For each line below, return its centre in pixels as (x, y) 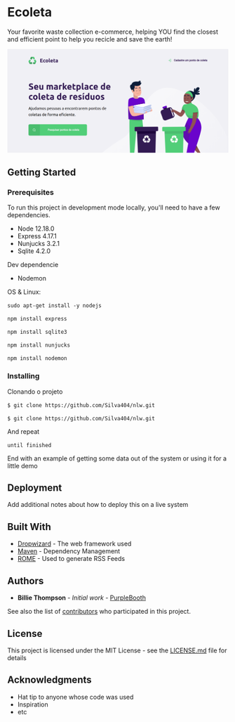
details (17, 657)
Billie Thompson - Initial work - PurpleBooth (81, 598)
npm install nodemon (38, 359)
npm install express (38, 319)
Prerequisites (31, 192)
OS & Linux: (24, 292)
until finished (29, 445)
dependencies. (29, 215)
